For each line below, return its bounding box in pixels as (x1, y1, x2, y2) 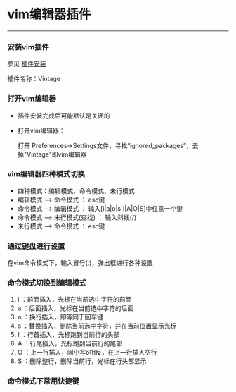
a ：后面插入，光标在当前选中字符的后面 (17, 304, 134, 312)
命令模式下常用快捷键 (7, 376, 79, 386)
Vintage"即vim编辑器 (27, 149, 87, 159)
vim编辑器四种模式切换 (7, 169, 86, 179)
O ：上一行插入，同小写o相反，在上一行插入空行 (17, 348, 157, 357)
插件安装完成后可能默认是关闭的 (17, 111, 110, 120)
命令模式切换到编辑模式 (7, 278, 86, 288)
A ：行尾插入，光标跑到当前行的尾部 (17, 339, 123, 348)
